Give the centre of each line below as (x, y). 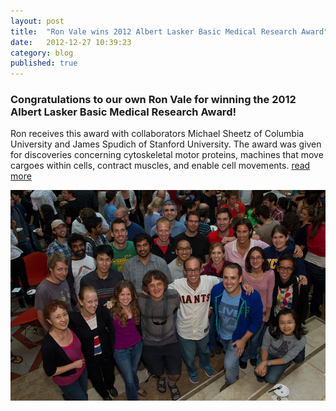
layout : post (37, 21)
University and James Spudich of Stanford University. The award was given (166, 144)
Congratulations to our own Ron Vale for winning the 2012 (153, 100)
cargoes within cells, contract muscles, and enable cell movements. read (160, 166)
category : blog (42, 53)
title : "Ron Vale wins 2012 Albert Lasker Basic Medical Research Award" (169, 31)
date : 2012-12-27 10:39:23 (71, 42)
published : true (44, 63)
